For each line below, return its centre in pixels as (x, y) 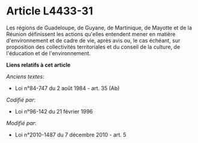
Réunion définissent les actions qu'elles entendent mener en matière (91, 34)
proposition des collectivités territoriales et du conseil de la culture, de (93, 47)
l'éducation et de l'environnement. (49, 53)
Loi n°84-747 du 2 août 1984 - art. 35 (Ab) (67, 88)
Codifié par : (21, 100)
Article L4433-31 (50, 11)
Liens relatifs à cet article (38, 65)
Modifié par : (22, 123)
